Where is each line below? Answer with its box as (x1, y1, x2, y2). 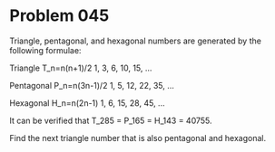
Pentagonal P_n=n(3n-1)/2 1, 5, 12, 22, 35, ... (9, 80, 175, 90)
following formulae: (9, 44, 82, 55)
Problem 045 (9, 5, 110, 26)
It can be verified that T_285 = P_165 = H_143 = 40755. (9, 115, 212, 126)
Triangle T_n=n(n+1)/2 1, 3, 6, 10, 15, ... (9, 62, 152, 73)
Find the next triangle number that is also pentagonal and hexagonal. (9, 132, 266, 143)
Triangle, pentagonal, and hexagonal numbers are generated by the (9, 35, 261, 46)
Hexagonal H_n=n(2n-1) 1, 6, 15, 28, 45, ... (9, 97, 165, 109)
